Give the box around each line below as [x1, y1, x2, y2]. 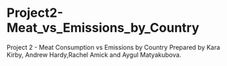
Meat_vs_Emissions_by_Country [6, 20, 200, 36]
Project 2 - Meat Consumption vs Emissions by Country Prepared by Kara [6, 43, 221, 51]
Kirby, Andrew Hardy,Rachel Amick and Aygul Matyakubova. [6, 51, 182, 59]
